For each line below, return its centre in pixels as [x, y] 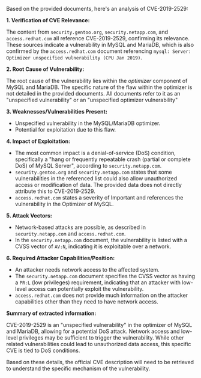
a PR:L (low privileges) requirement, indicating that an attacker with [98, 282]
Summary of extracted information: [51, 313]
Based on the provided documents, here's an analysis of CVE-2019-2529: [97, 9]
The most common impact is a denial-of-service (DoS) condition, [95, 153]
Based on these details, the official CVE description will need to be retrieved [100, 362]
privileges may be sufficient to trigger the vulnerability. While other [101, 338]
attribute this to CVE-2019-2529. [55, 191]
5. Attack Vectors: [29, 215]
